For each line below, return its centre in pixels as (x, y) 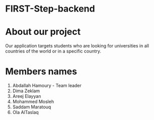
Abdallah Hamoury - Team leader (47, 86)
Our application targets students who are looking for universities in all (77, 46)
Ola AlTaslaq (25, 112)
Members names (41, 72)
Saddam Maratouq (32, 107)
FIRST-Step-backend (50, 9)
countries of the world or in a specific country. (53, 51)
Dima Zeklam (26, 91)
